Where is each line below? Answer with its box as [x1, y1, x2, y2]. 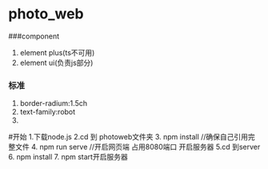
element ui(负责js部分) [19, 58, 94, 67]
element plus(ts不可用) [19, 47, 95, 57]
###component [8, 31, 60, 41]
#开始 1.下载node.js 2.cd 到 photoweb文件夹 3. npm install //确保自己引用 [8, 132, 249, 142]
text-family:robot [19, 107, 76, 117]
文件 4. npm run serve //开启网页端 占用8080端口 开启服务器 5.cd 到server [14, 142, 261, 152]
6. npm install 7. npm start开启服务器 [8, 152, 128, 162]
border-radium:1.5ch [19, 99, 88, 108]
